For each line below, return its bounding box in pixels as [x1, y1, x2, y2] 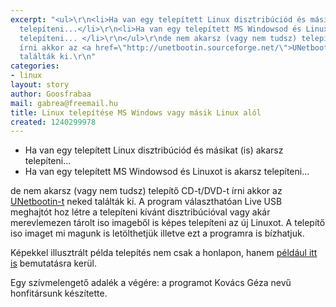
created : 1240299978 [10, 117, 97, 127]
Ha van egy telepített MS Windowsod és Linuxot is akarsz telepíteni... [24, 166, 310, 178]
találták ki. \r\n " [19, 52, 97, 62]
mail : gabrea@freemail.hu [10, 98, 118, 108]
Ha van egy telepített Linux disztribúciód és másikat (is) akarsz [24, 144, 284, 156]
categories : [10, 61, 60, 71]
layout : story [10, 80, 70, 90]
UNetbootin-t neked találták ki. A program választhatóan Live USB [10, 196, 283, 208]
